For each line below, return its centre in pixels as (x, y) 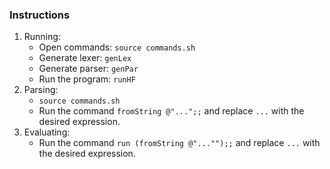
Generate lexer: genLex (85, 58)
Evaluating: (47, 132)
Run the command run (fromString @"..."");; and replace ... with (179, 143)
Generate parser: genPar (88, 69)
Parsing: (41, 90)
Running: (42, 37)
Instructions (40, 15)
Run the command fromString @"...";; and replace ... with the (171, 111)
